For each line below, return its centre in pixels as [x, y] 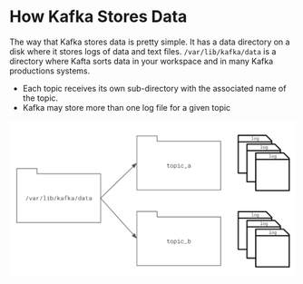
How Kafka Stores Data [98, 17]
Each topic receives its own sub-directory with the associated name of [154, 88]
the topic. [40, 98]
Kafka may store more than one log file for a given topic [127, 107]
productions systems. [50, 71]
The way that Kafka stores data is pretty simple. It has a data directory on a [150, 42]
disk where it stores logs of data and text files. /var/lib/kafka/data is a [143, 51]
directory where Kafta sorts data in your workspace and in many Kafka [142, 61]
